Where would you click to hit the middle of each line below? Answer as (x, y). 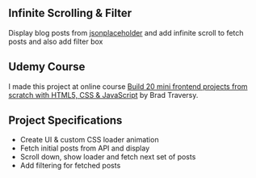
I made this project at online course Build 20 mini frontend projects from (128, 86)
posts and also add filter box (56, 41)
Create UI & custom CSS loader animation (89, 140)
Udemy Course (47, 67)
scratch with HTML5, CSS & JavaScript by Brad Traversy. (103, 95)
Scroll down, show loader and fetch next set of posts (108, 157)
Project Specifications (65, 121)
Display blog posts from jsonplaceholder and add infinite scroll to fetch (126, 32)
